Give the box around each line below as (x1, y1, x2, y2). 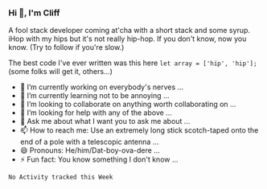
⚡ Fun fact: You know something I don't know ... (19, 154, 179, 164)
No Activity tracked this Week (8, 173, 113, 182)
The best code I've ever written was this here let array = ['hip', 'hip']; (8, 58, 257, 68)
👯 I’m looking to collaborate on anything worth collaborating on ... (19, 100, 236, 109)
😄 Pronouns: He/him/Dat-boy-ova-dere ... (19, 146, 161, 155)
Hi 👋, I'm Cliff (8, 7, 60, 18)
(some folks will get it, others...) (8, 67, 113, 76)
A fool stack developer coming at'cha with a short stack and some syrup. (8, 26, 251, 35)
